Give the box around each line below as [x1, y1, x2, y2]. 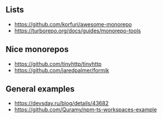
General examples [5, 84, 75, 94]
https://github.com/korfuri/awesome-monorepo [14, 20, 132, 28]
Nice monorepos [5, 44, 69, 54]
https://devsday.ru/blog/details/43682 [14, 100, 109, 107]
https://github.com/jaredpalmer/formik [14, 66, 109, 74]
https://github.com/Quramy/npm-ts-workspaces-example [14, 106, 157, 113]
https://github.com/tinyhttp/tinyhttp [14, 60, 102, 68]
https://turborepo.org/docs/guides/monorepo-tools [14, 27, 141, 34]
